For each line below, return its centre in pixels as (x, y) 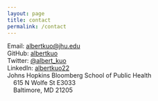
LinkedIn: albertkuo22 (38, 68)
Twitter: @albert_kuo (37, 61)
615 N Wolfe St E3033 (45, 83)
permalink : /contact (37, 26)
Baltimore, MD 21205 (43, 90)
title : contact (29, 20)
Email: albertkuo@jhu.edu (44, 46)
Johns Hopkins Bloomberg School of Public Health (79, 75)
